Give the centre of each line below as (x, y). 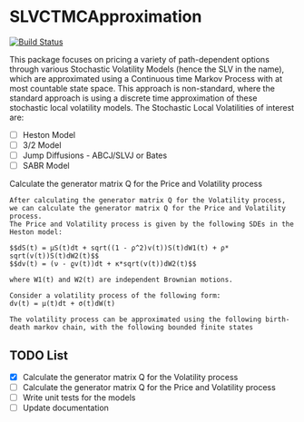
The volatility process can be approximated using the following (135, 319)
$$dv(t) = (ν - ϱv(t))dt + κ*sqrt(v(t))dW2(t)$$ (103, 264)
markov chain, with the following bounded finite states (143, 328)
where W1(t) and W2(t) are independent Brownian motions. (121, 280)
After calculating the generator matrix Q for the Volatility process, (147, 201)
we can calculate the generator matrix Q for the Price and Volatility (147, 209)
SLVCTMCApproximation (106, 17)
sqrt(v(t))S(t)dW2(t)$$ (54, 256)
